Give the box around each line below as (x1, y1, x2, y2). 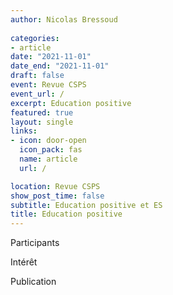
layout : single (10, 117, 74, 127)
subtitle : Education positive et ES (10, 200, 163, 210)
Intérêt (10, 256, 38, 268)
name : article (19, 154, 78, 164)
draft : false (10, 71, 65, 81)
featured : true (10, 107, 74, 118)
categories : (10, 33, 60, 43)
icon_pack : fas (19, 145, 83, 155)
